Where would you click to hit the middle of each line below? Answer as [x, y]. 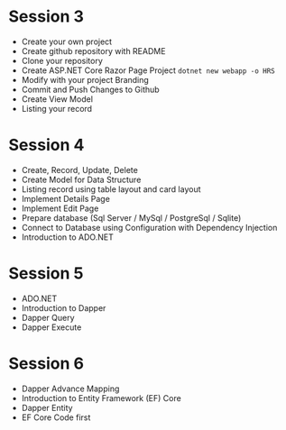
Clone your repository [62, 60]
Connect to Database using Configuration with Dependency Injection [149, 227]
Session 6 [46, 363]
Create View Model [57, 99]
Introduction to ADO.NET [67, 237]
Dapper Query [48, 317]
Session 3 [46, 17]
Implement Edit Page [60, 208]
